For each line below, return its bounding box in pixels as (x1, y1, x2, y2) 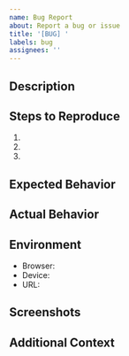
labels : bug (9, 37, 53, 47)
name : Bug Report (9, 12, 73, 22)
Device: (21, 269, 50, 280)
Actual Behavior (9, 207, 100, 222)
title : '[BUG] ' (9, 29, 69, 38)
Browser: (21, 260, 56, 271)
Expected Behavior (9, 176, 117, 191)
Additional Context (9, 335, 115, 350)
